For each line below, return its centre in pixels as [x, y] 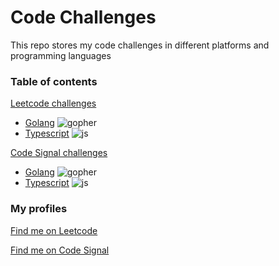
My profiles [39, 209]
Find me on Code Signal [60, 250]
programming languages [61, 55]
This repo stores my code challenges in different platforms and [140, 45]
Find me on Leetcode [54, 230]
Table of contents [54, 81]
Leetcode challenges [53, 103]
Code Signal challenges [59, 153]
